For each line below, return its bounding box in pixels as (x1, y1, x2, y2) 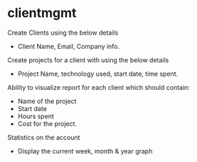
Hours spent (17, 112, 55, 120)
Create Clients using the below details (7, 28, 119, 37)
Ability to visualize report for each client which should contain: (7, 83, 191, 91)
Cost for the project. (17, 119, 77, 128)
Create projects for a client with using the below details (7, 55, 169, 64)
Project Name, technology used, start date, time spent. (17, 69, 179, 78)
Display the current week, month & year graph (17, 146, 153, 155)
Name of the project (17, 97, 77, 105)
